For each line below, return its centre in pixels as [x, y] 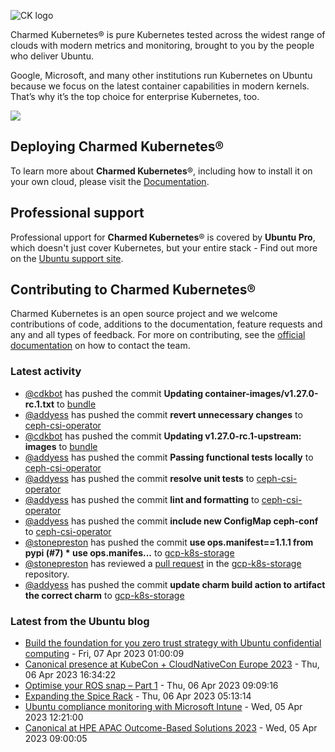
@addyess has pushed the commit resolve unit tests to [139, 478]
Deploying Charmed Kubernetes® [117, 146]
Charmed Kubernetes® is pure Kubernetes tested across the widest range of [168, 34]
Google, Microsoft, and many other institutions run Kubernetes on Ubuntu [161, 75]
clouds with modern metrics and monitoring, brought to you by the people [162, 45]
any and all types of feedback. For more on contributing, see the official [158, 335]
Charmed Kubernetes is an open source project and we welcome [144, 314]
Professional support [77, 213]
